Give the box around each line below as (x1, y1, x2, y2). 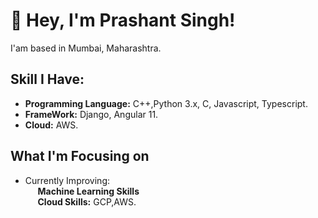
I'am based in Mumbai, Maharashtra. (10, 42, 162, 54)
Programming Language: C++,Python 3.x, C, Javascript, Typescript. (24, 97, 308, 109)
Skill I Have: (10, 71, 85, 88)
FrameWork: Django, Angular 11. (24, 108, 159, 120)
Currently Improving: (24, 174, 111, 186)
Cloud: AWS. (24, 119, 79, 131)
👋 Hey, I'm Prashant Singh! (10, 9, 236, 32)
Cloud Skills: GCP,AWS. (37, 195, 137, 208)
